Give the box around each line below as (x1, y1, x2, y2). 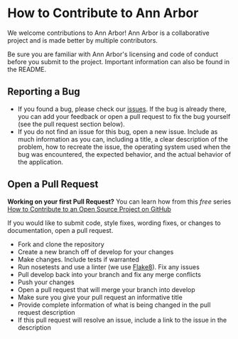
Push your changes (17, 278, 75, 286)
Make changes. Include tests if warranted (17, 255, 140, 264)
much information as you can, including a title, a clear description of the (17, 135, 229, 143)
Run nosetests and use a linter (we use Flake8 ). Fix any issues (17, 262, 200, 271)
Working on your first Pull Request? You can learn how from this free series (7, 197, 232, 206)
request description (17, 308, 76, 316)
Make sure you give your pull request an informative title (17, 293, 183, 301)
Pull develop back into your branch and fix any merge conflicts (17, 270, 201, 278)
